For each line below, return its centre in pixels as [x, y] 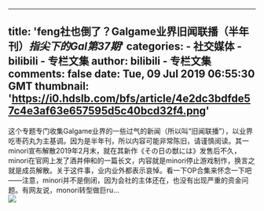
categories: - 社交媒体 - [184, 47]
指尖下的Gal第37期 [75, 47]
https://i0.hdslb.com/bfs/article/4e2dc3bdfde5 [131, 99]
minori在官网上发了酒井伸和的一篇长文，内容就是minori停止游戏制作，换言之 [132, 160]
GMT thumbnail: [49, 86]
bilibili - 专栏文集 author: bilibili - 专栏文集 [110, 61]
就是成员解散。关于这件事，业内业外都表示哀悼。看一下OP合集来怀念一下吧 [130, 170]
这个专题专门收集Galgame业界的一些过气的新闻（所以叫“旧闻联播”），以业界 [130, 131]
